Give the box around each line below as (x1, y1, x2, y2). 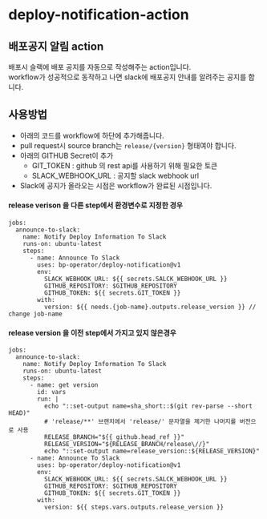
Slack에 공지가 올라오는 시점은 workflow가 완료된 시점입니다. (19, 180, 212, 190)
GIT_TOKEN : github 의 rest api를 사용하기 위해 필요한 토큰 (31, 160, 218, 170)
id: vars (37, 388, 67, 396)
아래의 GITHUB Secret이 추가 (19, 151, 114, 160)
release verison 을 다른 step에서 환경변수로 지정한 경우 (8, 200, 183, 210)
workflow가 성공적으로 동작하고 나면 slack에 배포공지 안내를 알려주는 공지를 (8, 72, 247, 82)
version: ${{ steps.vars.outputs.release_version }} (43, 503, 225, 512)
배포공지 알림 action (8, 39, 104, 53)
